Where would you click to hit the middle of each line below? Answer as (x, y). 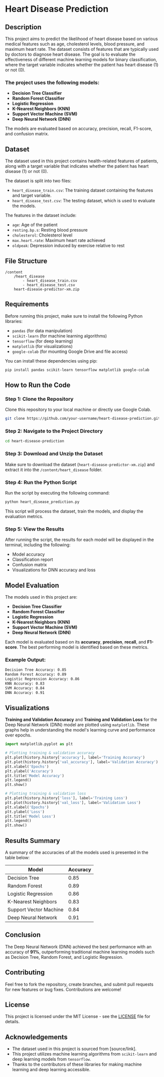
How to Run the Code (38, 385)
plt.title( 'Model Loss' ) (30, 816)
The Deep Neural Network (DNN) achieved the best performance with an (78, 947)
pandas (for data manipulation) (42, 330)
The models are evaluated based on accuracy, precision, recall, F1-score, (79, 129)
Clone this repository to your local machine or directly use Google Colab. (78, 409)
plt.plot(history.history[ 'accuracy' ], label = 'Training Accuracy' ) (75, 758)
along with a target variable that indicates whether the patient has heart (77, 166)
